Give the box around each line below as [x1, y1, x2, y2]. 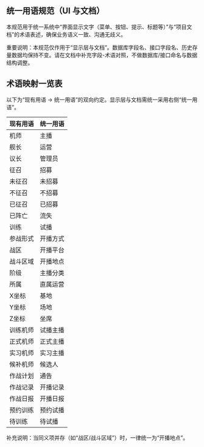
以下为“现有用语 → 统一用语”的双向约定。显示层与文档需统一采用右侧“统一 [6, 96, 192, 103]
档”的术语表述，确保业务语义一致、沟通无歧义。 [6, 30, 127, 38]
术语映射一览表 [6, 79, 63, 89]
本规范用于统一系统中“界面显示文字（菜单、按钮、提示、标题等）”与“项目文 [6, 23, 192, 30]
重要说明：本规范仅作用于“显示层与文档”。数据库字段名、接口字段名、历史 [6, 43, 193, 51]
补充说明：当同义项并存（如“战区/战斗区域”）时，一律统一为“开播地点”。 [6, 434, 189, 441]
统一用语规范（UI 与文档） [6, 5, 105, 16]
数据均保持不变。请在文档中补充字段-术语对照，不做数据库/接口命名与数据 [11, 51, 198, 59]
